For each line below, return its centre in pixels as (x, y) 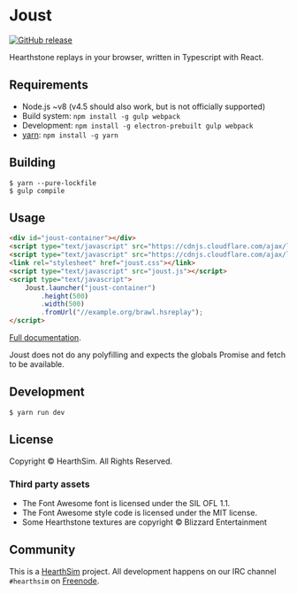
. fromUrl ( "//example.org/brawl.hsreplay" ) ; (122, 313)
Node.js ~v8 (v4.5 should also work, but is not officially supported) (144, 106)
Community (42, 550)
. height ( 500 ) (65, 296)
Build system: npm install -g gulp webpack (101, 115)
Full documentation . (45, 337)
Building (32, 163)
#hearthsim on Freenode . (54, 581)
